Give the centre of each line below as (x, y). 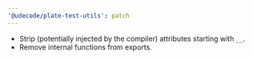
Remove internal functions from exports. (86, 47)
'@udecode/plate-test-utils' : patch (68, 16)
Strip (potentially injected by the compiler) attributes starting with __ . (132, 38)
